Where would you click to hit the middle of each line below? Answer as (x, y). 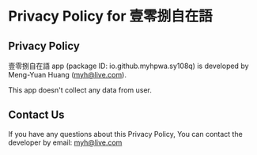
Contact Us (36, 115)
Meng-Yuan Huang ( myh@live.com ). (67, 75)
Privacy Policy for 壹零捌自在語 (110, 16)
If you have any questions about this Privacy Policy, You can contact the (125, 134)
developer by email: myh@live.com (65, 142)
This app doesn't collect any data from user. (80, 90)
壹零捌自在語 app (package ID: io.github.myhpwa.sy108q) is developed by (128, 66)
